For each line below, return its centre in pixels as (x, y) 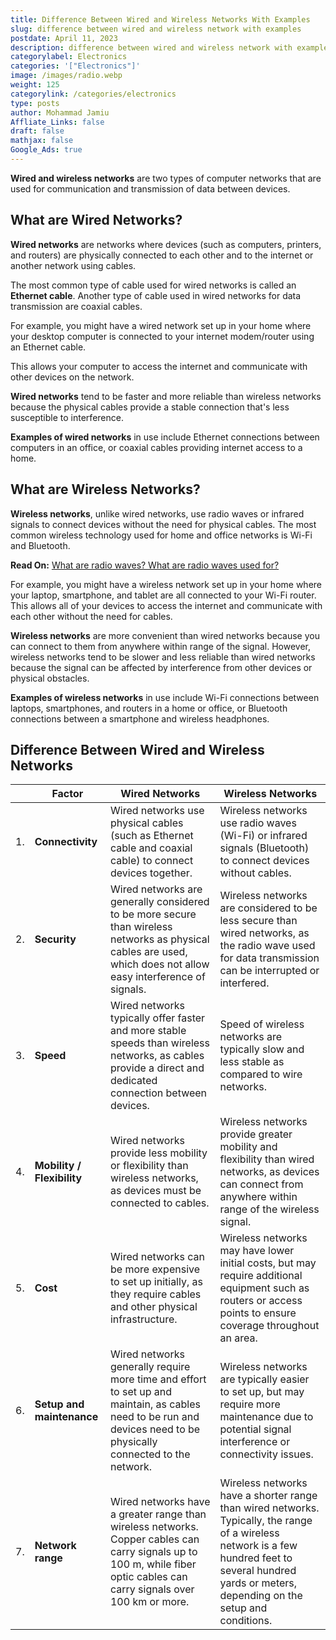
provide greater (256, 1134)
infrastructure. (143, 1319)
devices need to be (155, 1429)
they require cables (155, 1294)
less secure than (258, 921)
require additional (261, 1276)
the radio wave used (267, 946)
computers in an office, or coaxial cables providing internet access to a (156, 447)
